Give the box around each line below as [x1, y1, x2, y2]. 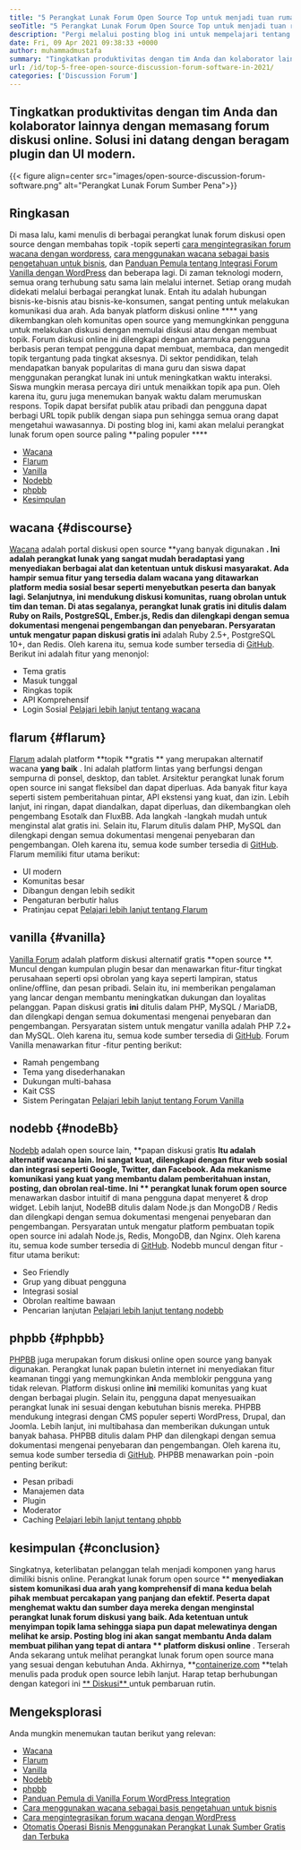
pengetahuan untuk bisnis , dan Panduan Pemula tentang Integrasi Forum [9, 258, 278, 269]
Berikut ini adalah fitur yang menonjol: [9, 648, 150, 659]
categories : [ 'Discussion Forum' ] [9, 72, 139, 81]
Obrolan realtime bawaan [21, 1295, 116, 1306]
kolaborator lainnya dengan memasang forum [9, 118, 271, 134]
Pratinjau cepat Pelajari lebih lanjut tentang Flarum [21, 904, 209, 914]
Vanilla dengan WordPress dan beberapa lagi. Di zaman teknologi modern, [9, 268, 284, 278]
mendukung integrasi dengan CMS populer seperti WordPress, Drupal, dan [9, 1411, 286, 1422]
